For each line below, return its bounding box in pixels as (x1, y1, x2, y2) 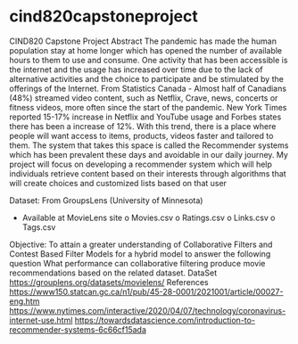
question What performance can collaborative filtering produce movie (9, 258, 266, 268)
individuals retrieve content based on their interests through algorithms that (9, 168, 287, 179)
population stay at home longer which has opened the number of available (9, 45, 283, 55)
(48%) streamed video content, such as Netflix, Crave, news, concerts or (9, 92, 278, 103)
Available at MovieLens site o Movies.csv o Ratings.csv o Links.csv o (21, 212, 276, 223)
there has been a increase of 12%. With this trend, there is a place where (9, 120, 277, 131)
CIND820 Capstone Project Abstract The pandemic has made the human (9, 36, 277, 46)
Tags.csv (21, 221, 56, 233)
